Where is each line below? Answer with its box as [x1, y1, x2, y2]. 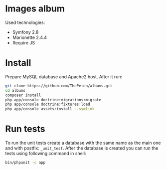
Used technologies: [5, 19, 45, 25]
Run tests [5, 123, 45, 135]
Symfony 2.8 [12, 29, 39, 35]
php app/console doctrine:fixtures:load [5, 102, 91, 107]
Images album [5, 3, 65, 14]
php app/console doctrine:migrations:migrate [5, 97, 101, 102]
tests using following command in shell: [5, 151, 86, 157]
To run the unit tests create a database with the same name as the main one [5, 140, 161, 146]
